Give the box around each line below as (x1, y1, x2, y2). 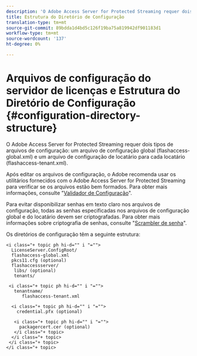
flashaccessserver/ (11, 262, 59, 268)
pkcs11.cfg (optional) (11, 257, 67, 263)
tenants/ (13, 273, 35, 279)
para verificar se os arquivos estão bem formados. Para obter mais (6, 183, 168, 190)
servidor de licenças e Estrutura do (6, 84, 181, 97)
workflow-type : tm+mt (6, 30, 59, 36)
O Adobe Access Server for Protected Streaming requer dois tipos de (6, 141, 174, 148)
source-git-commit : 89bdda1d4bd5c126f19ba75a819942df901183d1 (6, 25, 161, 31)
